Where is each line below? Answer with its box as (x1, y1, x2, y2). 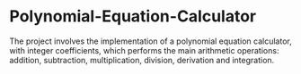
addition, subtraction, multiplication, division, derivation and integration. (9, 54, 275, 65)
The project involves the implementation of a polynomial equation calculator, (9, 36, 292, 46)
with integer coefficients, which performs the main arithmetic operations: (9, 45, 279, 55)
